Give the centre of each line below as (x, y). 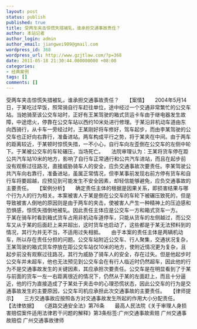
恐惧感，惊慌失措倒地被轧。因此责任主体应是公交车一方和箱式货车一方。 (92, 210)
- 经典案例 (18, 72)
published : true (26, 22)
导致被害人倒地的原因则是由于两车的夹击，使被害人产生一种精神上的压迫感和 (98, 203)
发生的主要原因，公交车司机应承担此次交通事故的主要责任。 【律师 (103, 291)
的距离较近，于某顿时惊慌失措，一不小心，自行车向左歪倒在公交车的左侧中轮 (98, 144)
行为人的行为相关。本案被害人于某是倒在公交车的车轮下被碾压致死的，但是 (101, 195)
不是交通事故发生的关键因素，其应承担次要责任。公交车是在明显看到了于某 (101, 269)
